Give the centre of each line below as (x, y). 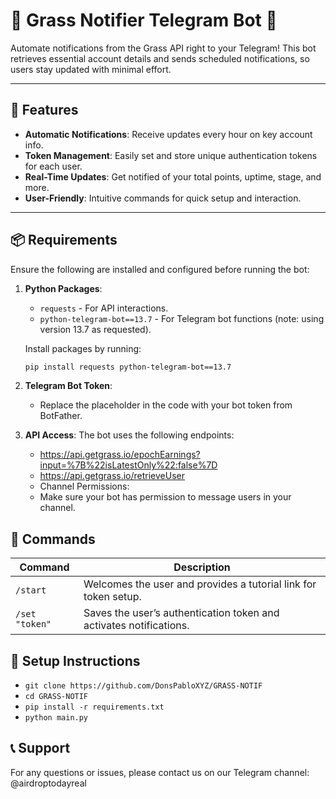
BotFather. (61, 416)
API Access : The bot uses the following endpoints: (129, 435)
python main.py (56, 718)
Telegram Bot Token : (68, 386)
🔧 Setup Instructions (75, 660)
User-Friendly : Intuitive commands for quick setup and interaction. (163, 198)
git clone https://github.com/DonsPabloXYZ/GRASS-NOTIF (143, 686)
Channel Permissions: (84, 486)
